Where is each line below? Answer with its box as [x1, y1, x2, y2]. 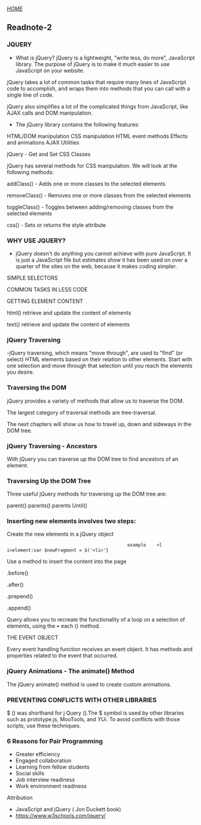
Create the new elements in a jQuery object [7, 530, 114, 538]
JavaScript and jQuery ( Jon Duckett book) [15, 806, 121, 813]
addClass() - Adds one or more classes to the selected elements [7, 180, 166, 187]
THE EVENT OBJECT [7, 634, 59, 641]
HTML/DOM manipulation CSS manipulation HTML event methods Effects [7, 132, 188, 140]
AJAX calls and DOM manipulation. [7, 109, 93, 116]
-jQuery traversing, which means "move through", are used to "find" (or [7, 349, 183, 356]
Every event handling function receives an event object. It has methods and [7, 646, 193, 653]
